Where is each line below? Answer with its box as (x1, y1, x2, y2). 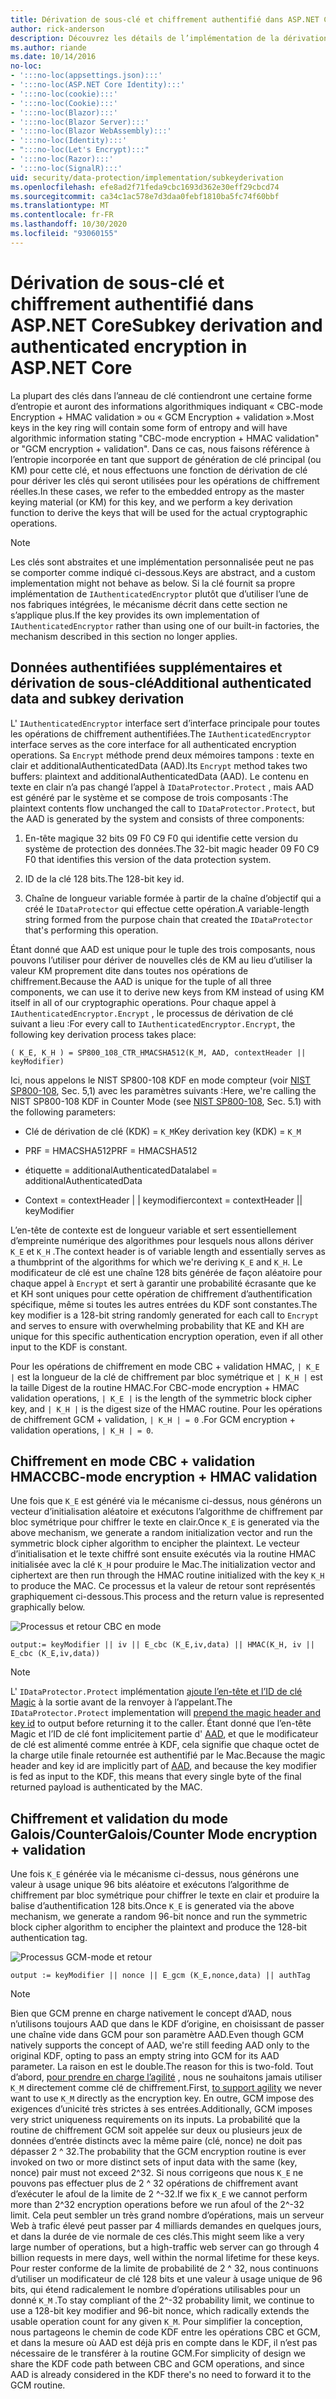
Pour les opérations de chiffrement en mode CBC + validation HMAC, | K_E (10, 1360, 320, 1372)
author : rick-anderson (10, 24, 105, 34)
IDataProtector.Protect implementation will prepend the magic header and (10, 1707, 321, 1719)
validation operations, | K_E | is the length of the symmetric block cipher (10, 1392, 313, 1404)
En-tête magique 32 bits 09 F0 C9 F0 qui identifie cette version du (24, 832, 299, 844)
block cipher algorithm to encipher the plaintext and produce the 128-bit (10, 1921, 308, 1933)
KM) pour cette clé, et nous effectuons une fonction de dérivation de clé (10, 464, 308, 476)
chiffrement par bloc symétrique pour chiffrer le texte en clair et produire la (10, 1889, 320, 1901)
